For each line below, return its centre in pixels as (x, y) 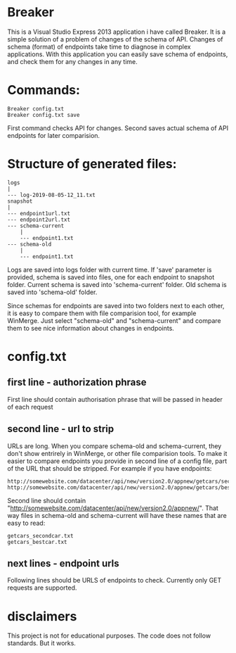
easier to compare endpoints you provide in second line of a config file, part (117, 461)
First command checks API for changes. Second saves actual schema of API (118, 128)
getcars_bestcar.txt (38, 542)
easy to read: (26, 523)
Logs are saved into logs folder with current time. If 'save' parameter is (110, 270)
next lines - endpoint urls (63, 564)
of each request (31, 407)
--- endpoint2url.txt (39, 220)
